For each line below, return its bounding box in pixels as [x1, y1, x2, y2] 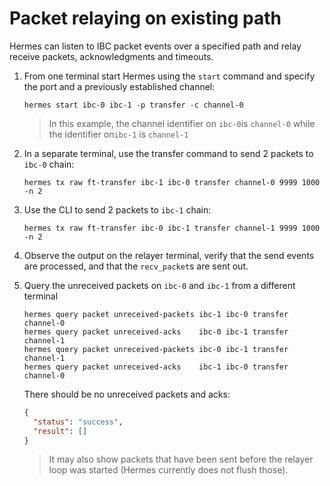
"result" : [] [33, 426, 88, 436]
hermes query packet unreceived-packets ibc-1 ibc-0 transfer [23, 309, 289, 319]
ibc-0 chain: [23, 158, 75, 170]
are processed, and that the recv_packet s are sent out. [23, 260, 249, 272]
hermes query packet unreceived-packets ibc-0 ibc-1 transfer [23, 344, 289, 354]
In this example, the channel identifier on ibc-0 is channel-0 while [48, 117, 316, 129]
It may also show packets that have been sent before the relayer [48, 453, 314, 466]
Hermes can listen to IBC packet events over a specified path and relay [9, 40, 302, 52]
